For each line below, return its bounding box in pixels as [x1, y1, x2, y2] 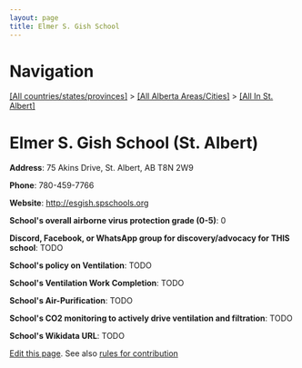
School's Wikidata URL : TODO [9, 331, 126, 342]
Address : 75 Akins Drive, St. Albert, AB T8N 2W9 [9, 163, 194, 174]
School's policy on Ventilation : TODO [9, 260, 153, 271]
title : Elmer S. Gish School [9, 22, 120, 31]
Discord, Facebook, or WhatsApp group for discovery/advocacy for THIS [9, 233, 290, 244]
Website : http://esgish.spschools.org [9, 197, 149, 209]
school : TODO [9, 243, 64, 254]
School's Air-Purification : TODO [9, 295, 134, 306]
